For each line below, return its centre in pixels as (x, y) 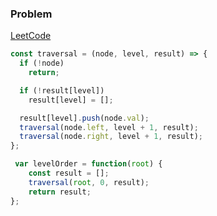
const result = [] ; (69, 173)
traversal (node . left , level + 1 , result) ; (109, 127)
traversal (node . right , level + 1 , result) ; (111, 137)
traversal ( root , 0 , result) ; (89, 182)
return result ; (60, 192)
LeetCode (31, 36)
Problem (31, 14)
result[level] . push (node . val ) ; (84, 118)
